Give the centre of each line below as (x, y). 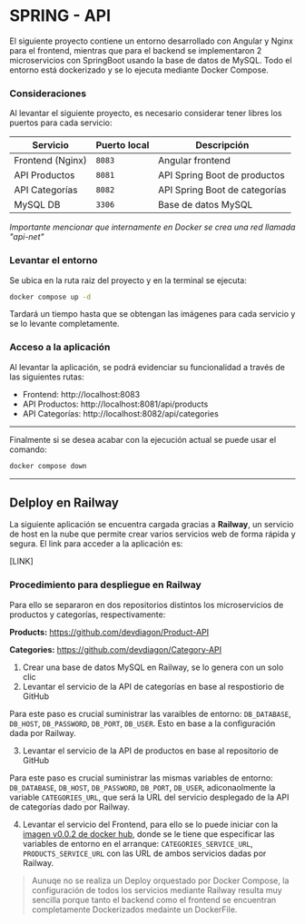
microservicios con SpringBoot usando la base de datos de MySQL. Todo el (151, 60)
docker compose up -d (50, 297)
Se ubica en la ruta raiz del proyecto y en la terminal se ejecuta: (128, 280)
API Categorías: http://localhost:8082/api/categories (121, 413)
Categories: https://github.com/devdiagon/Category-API (116, 649)
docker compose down (49, 466)
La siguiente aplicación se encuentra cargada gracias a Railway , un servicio (152, 525)
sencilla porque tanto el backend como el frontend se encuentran (154, 899)
